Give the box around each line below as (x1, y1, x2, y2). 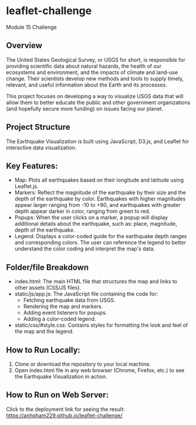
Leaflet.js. (14, 183, 39, 190)
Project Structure (6, 122, 70, 132)
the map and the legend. (14, 328, 75, 335)
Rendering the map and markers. (23, 303, 103, 310)
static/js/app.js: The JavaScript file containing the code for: (14, 290, 158, 297)
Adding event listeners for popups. (23, 309, 107, 316)
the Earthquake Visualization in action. (14, 373, 107, 380)
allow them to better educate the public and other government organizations (6, 99, 191, 106)
